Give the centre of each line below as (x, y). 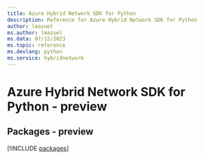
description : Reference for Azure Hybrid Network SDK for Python (102, 20)
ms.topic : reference (37, 45)
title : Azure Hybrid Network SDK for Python (72, 13)
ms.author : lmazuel (35, 33)
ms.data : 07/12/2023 (37, 39)
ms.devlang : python (35, 52)
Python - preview (57, 106)
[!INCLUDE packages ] (38, 148)
